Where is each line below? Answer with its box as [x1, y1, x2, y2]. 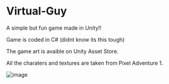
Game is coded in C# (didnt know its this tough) [6, 36, 125, 43]
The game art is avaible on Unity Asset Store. [6, 47, 119, 55]
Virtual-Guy [6, 4, 68, 18]
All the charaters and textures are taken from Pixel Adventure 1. [6, 59, 164, 66]
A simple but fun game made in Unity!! [6, 24, 101, 31]
